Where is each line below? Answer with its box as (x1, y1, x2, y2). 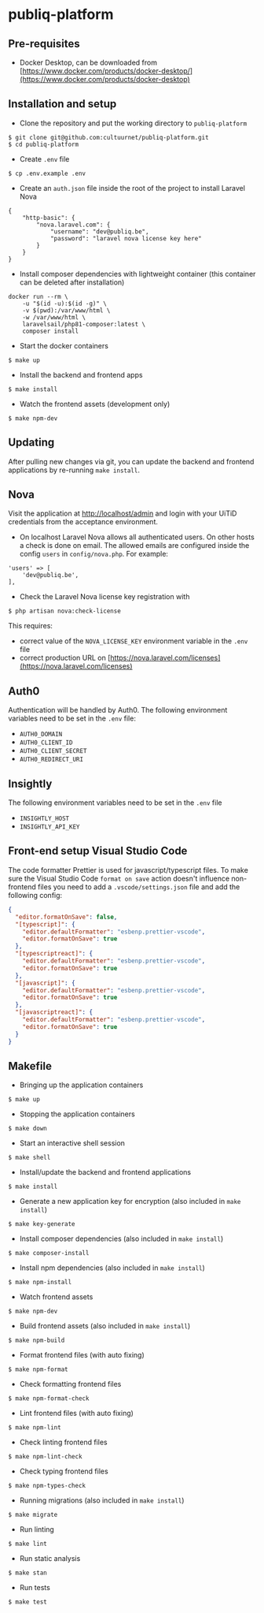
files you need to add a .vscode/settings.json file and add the (38, 881, 240, 892)
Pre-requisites (8, 37, 80, 50)
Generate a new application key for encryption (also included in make (19, 1197, 241, 1206)
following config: (8, 890, 63, 900)
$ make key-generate (8, 1220, 76, 1228)
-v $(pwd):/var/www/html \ (22, 306, 111, 315)
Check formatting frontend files (19, 1380, 122, 1389)
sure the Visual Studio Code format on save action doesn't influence (8, 874, 230, 883)
